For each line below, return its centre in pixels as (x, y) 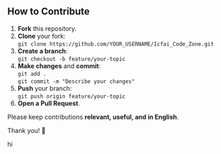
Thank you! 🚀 (26, 130)
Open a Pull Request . (49, 103)
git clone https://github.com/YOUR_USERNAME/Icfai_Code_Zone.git (115, 44)
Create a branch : (43, 51)
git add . (32, 74)
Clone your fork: (41, 36)
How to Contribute (49, 12)
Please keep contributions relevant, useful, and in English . (93, 117)
